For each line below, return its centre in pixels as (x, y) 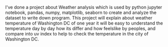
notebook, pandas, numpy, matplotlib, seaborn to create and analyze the (81, 12)
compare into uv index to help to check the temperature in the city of (77, 34)
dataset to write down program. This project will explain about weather (79, 18)
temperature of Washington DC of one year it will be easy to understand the (84, 23)
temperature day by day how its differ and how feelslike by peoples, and (80, 28)
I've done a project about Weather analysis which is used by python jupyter (84, 7)
